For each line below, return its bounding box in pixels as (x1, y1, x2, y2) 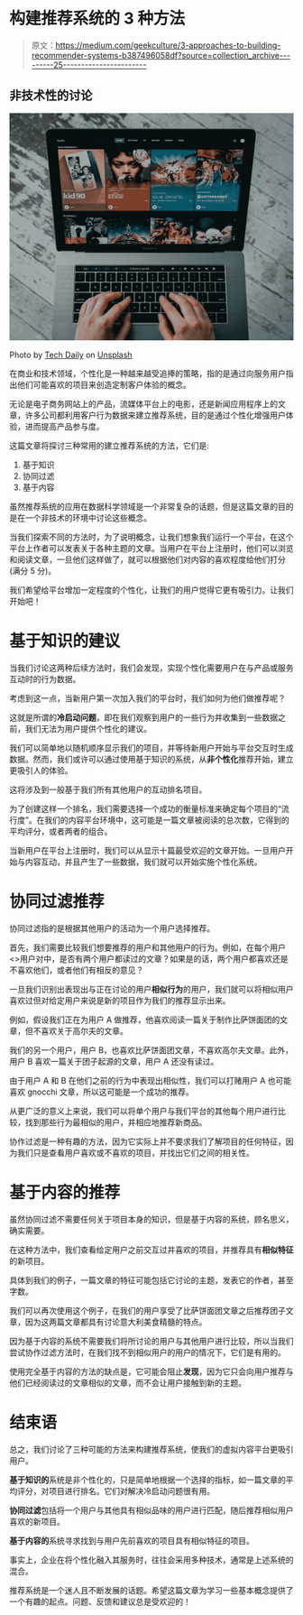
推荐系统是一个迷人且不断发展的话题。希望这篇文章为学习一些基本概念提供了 (9, 1584, 294, 1595)
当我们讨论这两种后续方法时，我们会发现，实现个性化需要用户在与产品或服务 (9, 662, 294, 673)
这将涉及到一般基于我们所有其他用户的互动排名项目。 (9, 784, 207, 795)
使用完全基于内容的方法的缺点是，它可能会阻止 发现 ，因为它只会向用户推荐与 (9, 1366, 294, 1377)
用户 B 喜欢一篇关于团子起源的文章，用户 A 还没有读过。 (9, 1056, 219, 1066)
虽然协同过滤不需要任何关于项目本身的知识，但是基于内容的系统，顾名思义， (9, 1214, 294, 1224)
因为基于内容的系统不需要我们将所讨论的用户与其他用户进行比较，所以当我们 (9, 1335, 294, 1346)
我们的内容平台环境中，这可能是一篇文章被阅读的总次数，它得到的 (44, 814, 290, 826)
